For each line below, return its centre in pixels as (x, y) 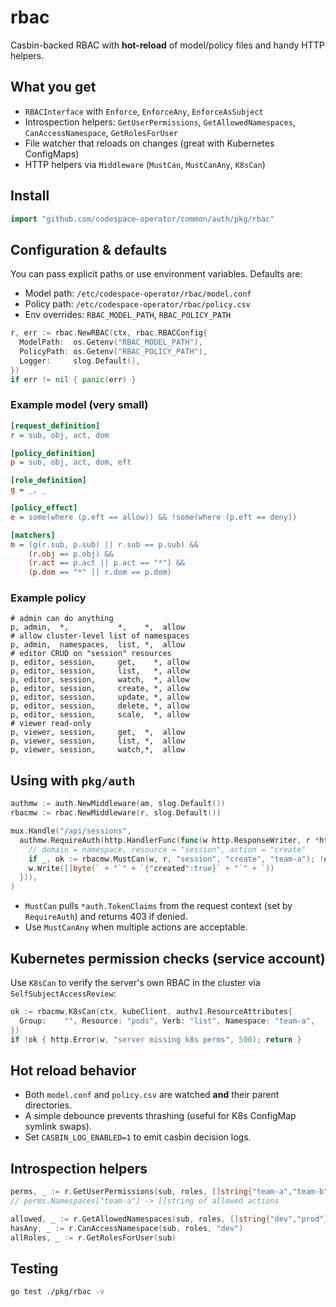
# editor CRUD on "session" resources (91, 654)
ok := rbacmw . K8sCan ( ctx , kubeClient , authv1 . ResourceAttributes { (151, 1011)
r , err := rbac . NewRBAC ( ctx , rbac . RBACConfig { (109, 333)
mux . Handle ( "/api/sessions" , (71, 831)
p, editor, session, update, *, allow (100, 697)
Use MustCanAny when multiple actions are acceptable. (136, 927)
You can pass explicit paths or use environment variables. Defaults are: (156, 274)
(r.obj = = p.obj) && (71, 554)
